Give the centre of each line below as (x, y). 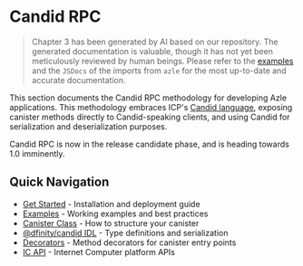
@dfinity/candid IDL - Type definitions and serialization (125, 233)
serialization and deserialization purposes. (88, 126)
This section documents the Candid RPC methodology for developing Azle (148, 98)
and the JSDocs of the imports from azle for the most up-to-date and (159, 71)
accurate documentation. (78, 80)
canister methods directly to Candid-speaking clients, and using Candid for (150, 117)
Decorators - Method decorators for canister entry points (129, 242)
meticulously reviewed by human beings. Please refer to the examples (162, 61)
